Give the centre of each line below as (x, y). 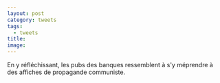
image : (16, 45)
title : (16, 39)
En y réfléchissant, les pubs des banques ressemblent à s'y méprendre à (110, 65)
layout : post (26, 13)
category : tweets (32, 20)
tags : (15, 26)
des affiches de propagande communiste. (66, 72)
